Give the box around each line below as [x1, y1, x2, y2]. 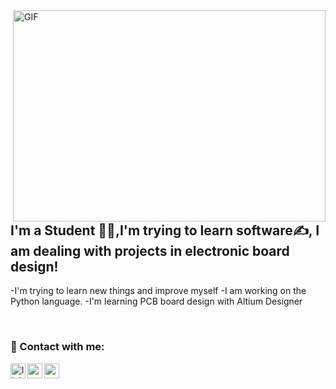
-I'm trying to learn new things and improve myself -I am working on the [10, 285, 307, 297]
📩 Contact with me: [10, 340, 105, 354]
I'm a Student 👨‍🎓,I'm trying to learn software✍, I [10, 222, 320, 239]
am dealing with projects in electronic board [10, 243, 290, 259]
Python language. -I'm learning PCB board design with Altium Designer [10, 295, 303, 308]
